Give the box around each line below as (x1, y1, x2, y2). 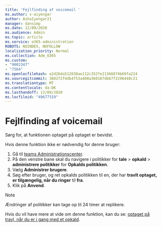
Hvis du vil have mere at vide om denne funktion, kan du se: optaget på (5, 211, 150, 217)
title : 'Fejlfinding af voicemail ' (5, 7, 80, 12)
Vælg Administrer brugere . (12, 167, 68, 173)
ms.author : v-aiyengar (5, 12, 52, 17)
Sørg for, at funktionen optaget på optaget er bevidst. (5, 132, 113, 138)
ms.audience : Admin (5, 30, 45, 35)
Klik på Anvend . (12, 183, 45, 189)
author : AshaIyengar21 (5, 16, 52, 21)
